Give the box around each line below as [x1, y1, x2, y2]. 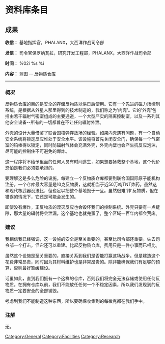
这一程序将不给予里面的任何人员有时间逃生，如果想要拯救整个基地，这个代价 [5, 159, 160, 165]
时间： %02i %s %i [5, 60, 44, 66]
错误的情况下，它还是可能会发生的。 [5, 194, 79, 200]
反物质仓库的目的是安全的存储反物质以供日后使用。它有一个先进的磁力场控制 [5, 101, 160, 107]
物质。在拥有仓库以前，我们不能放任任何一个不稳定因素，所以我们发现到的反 [5, 281, 160, 287]
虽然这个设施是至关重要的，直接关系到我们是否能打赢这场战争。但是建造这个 [5, 253, 160, 258]
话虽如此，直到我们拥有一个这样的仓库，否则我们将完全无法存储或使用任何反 [5, 275, 160, 281]
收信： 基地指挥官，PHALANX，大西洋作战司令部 [5, 40, 105, 45]
